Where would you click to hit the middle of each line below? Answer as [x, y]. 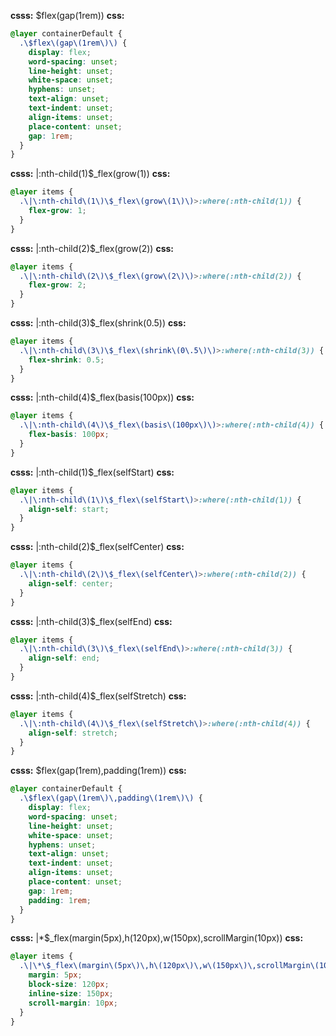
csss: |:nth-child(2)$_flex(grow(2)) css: [92, 248]
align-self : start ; [69, 509]
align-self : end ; [64, 658]
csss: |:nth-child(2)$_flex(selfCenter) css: [97, 547]
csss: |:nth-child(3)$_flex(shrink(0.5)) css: [98, 323]
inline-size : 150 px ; [71, 993]
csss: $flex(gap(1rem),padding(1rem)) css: [98, 771]
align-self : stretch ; [73, 733]
